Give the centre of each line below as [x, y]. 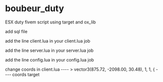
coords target [26, 74]
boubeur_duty [35, 9]
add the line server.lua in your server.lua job [49, 50]
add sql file [16, 31]
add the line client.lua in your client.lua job [48, 41]
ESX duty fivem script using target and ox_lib [51, 22]
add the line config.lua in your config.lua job [50, 60]
